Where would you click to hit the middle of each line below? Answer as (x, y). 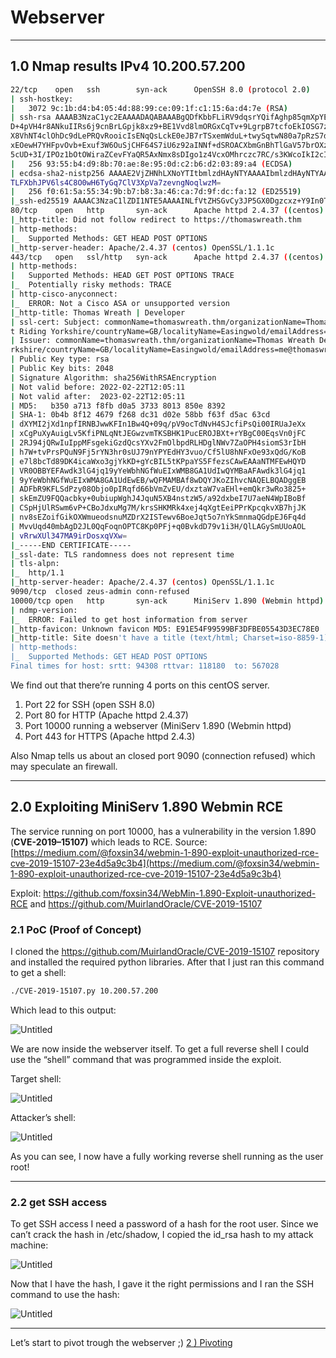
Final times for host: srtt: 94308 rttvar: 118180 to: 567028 (145, 666)
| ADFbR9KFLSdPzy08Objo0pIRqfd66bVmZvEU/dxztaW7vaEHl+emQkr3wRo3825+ (158, 489)
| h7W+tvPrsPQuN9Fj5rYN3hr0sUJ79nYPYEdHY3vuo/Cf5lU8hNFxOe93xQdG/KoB (158, 452)
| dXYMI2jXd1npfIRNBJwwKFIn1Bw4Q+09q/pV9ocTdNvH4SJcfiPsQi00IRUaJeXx (158, 424)
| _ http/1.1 (37, 573)
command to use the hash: (65, 1295)
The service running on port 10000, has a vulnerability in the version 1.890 (163, 831)
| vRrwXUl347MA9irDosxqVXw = (69, 536)
